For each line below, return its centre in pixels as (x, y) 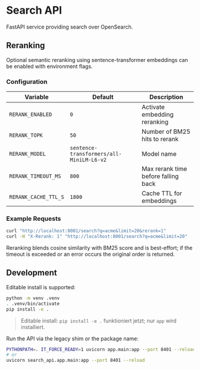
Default (103, 97)
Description (166, 97)
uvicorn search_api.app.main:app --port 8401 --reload (76, 361)
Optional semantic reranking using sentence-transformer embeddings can (97, 60)
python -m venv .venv (33, 298)
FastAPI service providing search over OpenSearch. (70, 27)
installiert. (33, 327)
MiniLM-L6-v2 (88, 160)
